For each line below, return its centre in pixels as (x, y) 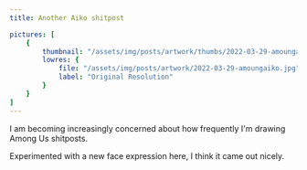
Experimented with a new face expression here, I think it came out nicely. (147, 155)
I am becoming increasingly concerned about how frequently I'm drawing (148, 128)
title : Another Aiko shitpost (67, 18)
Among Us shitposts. (49, 138)
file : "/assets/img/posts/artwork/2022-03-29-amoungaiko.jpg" (179, 69)
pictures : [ (32, 34)
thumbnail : (63, 51)
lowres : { (61, 60)
